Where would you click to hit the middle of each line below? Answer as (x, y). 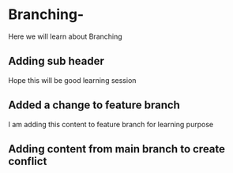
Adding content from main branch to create (117, 149)
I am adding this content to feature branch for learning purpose (111, 124)
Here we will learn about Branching (65, 36)
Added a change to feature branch (94, 105)
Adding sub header (56, 61)
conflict (28, 161)
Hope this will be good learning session (72, 80)
